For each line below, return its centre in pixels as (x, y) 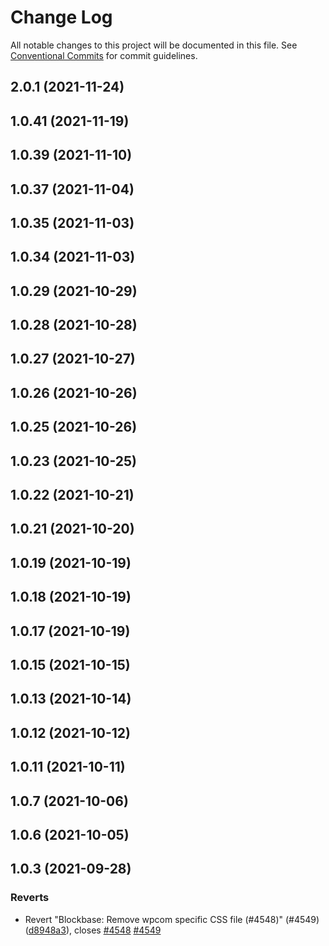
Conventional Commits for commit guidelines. (104, 55)
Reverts (30, 898)
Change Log (61, 17)
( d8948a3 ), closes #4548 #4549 (93, 930)
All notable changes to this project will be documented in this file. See (154, 45)
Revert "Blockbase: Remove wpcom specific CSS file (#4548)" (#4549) (172, 919)
